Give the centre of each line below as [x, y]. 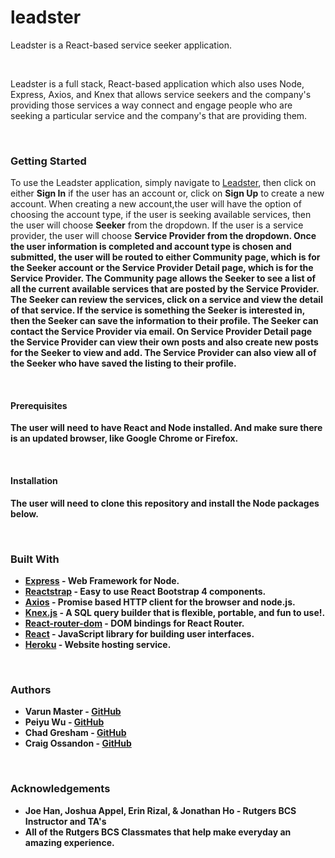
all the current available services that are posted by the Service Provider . [165, 289]
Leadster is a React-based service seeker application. [121, 45]
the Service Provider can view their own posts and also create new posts [164, 342]
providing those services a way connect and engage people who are [151, 105]
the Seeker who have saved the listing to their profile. [123, 363]
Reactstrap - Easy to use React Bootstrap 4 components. [145, 591]
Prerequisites [39, 405]
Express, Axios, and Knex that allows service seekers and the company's [161, 94]
